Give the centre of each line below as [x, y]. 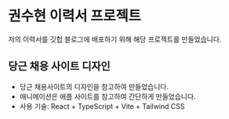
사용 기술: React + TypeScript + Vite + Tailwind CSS [102, 106]
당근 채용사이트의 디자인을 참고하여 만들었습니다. [94, 86]
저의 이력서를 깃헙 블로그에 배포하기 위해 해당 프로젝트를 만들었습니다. [115, 39]
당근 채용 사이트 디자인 [60, 66]
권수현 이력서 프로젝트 [75, 16]
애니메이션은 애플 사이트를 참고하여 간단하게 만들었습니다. [107, 96]
